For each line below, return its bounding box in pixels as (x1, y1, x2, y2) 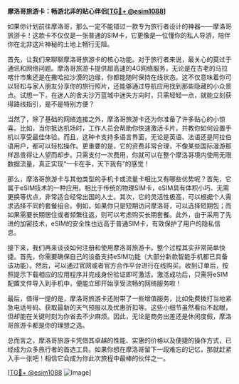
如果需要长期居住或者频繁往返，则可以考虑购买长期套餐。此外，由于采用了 (7, 211, 225, 218)
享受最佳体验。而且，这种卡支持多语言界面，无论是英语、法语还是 (19, 133, 213, 141)
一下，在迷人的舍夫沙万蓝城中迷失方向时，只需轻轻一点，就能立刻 (31, 91, 225, 99)
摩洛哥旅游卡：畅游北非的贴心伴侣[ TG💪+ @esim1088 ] (7, 7, 166, 15)
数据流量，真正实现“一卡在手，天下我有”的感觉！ (7, 160, 151, 168)
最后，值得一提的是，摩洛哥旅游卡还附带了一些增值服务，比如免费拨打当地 (7, 294, 225, 303)
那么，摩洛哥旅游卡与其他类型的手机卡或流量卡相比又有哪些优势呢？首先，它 (7, 175, 232, 183)
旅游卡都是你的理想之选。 (13, 321, 89, 329)
